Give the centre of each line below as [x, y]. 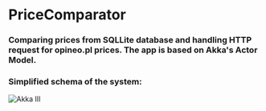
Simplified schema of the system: [75, 82]
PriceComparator [67, 15]
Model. [23, 60]
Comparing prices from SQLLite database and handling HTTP [130, 40]
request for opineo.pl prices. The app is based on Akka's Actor [133, 50]
